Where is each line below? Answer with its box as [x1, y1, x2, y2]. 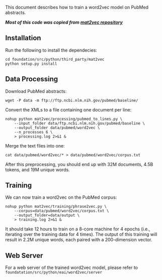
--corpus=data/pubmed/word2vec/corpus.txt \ [14, 208, 109, 214]
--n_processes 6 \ [14, 129, 53, 134]
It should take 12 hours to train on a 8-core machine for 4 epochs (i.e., [5, 226, 150, 232]
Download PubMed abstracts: [5, 88, 67, 94]
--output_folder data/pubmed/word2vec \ [14, 125, 100, 130]
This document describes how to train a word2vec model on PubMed [5, 5, 149, 10]
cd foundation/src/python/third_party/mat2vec [5, 57, 105, 62]
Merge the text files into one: [5, 143, 65, 149]
